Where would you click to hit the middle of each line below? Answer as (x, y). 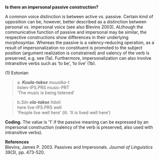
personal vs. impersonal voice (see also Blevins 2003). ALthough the (74, 27)
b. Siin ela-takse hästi (39, 102)
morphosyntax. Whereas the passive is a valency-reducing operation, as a (80, 43)
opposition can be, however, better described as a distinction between (76, 22)
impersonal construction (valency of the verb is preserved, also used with (79, 127)
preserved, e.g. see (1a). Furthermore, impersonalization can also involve (78, 58)
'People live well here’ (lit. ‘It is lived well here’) (64, 113)
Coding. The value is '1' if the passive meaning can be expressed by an (77, 122)
